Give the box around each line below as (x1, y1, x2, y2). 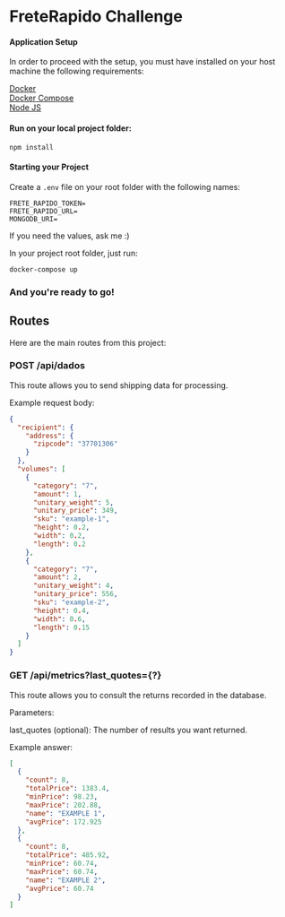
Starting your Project (9, 161, 90, 172)
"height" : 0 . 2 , (32, 523, 91, 532)
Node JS (9, 102, 42, 113)
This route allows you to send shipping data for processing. (9, 379, 229, 391)
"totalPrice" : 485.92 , (25, 851, 110, 860)
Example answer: (9, 741, 73, 752)
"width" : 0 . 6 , (32, 614, 87, 624)
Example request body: (9, 397, 95, 408)
